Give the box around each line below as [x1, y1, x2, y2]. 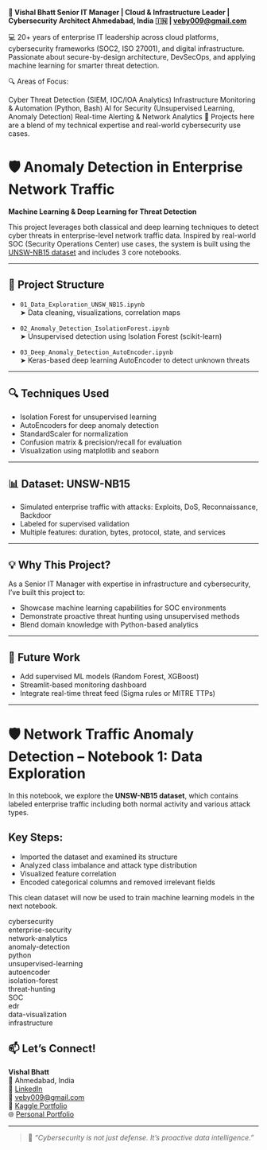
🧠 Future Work [8, 651, 81, 664]
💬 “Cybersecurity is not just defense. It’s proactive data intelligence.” [27, 1133, 254, 1142]
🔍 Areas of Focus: [8, 76, 69, 86]
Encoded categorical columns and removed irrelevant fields [19, 877, 216, 887]
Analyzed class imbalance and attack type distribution [19, 860, 197, 870]
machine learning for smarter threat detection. [8, 60, 160, 70]
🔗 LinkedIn [8, 1084, 43, 1094]
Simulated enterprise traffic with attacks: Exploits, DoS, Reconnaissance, [19, 502, 258, 512]
